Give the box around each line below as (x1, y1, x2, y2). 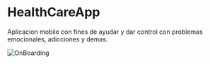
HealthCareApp (7, 4, 100, 20)
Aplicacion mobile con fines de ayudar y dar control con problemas (7, 27, 203, 36)
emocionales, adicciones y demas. (7, 34, 108, 43)
